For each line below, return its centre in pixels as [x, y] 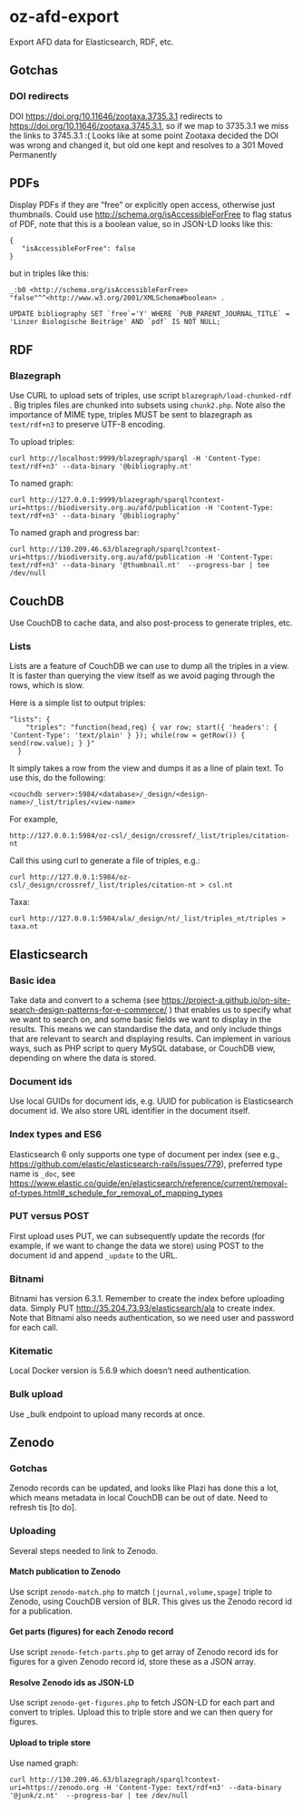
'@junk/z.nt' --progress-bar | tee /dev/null [99, 1795]
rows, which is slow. [47, 685]
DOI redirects [39, 96]
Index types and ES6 [56, 1135]
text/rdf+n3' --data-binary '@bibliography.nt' [101, 467]
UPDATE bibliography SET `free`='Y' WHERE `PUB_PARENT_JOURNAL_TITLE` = [150, 314]
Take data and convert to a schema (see [85, 999]
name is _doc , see [42, 1174]
